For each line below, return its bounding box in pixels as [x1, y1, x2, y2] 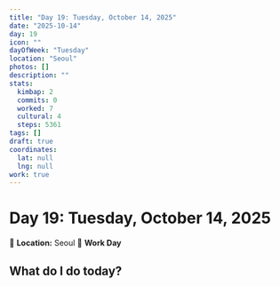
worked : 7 [17, 104, 53, 113]
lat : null [17, 153, 53, 163]
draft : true [9, 137, 53, 146]
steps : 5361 [17, 121, 62, 130]
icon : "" [9, 37, 42, 47]
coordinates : [9, 145, 58, 154]
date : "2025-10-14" [9, 21, 82, 30]
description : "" [9, 71, 69, 80]
